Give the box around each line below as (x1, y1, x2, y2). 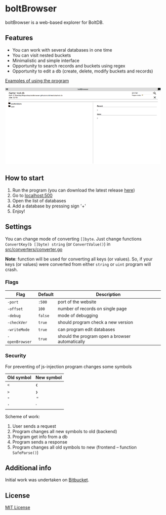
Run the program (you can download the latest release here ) (12, 187, 135, 193)
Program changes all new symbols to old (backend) (12, 428, 118, 434)
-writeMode (7, 327, 30, 332)
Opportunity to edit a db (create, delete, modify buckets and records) (12, 68, 153, 74)
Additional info (5, 464, 52, 472)
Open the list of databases (12, 197, 67, 203)
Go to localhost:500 (12, 192, 53, 198)
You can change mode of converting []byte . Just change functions (5, 236, 142, 242)
